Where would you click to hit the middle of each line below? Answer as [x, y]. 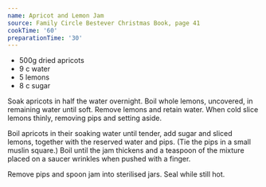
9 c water [35, 69]
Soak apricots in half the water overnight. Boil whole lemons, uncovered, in [130, 101]
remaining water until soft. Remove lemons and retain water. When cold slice [133, 110]
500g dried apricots [51, 60]
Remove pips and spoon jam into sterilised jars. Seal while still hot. [116, 174]
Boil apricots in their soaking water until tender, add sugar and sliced [120, 134]
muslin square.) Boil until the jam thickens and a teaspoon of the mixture [126, 150]
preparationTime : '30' [45, 38]
